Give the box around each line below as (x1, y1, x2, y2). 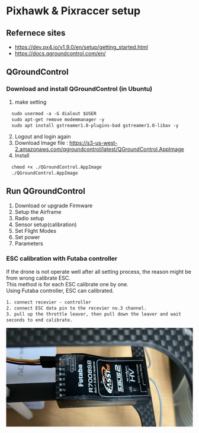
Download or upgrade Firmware (14, 202, 93, 209)
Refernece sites (6, 28, 66, 38)
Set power (14, 233, 40, 241)
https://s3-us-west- (69, 139, 118, 146)
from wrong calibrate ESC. (6, 274, 71, 282)
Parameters (14, 239, 43, 247)
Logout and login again (14, 132, 71, 140)
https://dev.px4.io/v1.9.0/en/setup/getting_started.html (14, 43, 148, 50)
